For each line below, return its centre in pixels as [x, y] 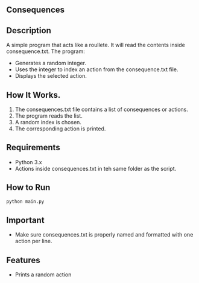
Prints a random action [43, 275]
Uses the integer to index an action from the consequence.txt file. [96, 69]
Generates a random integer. [50, 63]
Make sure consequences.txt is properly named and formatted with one [104, 235]
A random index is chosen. [48, 122]
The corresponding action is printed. [60, 129]
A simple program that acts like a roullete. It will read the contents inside [96, 45]
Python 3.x [28, 162]
